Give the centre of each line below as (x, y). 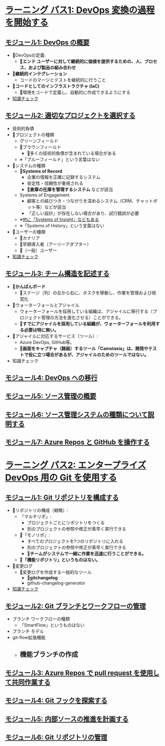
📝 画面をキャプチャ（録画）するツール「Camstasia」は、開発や (84, 348)
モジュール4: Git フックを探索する (56, 701)
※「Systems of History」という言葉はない (62, 225)
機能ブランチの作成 (49, 655)
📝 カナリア (30, 238)
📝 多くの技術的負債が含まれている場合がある (72, 153)
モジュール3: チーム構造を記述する (57, 274)
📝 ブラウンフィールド (40, 147)
